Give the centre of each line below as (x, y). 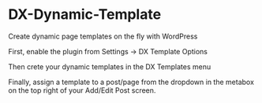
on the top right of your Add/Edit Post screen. (82, 90)
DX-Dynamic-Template (85, 15)
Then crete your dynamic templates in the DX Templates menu (110, 66)
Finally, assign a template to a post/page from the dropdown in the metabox (131, 82)
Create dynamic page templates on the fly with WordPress (103, 36)
